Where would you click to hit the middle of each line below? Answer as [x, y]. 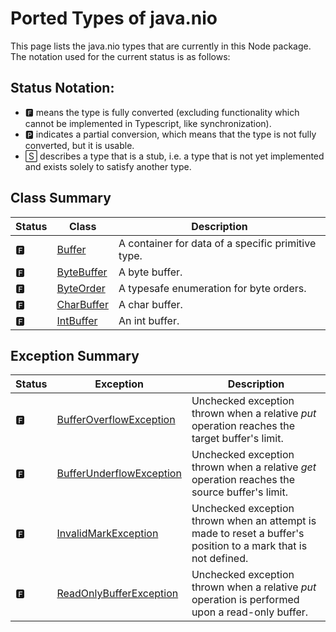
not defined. [220, 559]
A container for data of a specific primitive [217, 243]
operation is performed [245, 600]
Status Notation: [62, 88]
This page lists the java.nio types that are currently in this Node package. [161, 46]
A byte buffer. [150, 272]
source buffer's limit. [239, 492]
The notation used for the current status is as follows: [120, 56]
